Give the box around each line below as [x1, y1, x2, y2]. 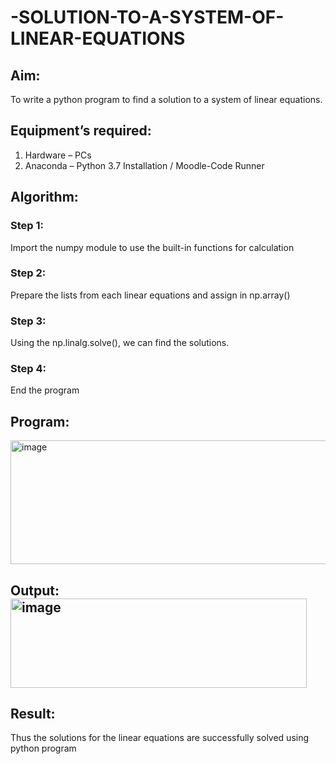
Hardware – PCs [24, 149, 92, 161]
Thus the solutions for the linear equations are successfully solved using [10, 732, 310, 744]
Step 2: [10, 266, 47, 280]
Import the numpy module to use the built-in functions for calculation [10, 241, 295, 253]
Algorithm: [10, 189, 79, 206]
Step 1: [10, 219, 44, 233]
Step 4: [10, 362, 47, 376]
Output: [10, 582, 60, 599]
